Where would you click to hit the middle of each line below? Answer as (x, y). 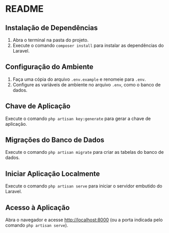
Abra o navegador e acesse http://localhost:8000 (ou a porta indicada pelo (84, 220)
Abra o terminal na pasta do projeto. (51, 40)
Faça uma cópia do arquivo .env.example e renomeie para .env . (79, 79)
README (25, 9)
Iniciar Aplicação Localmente (53, 173)
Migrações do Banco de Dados (55, 140)
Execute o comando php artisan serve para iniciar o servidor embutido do (84, 186)
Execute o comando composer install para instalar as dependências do (88, 45)
